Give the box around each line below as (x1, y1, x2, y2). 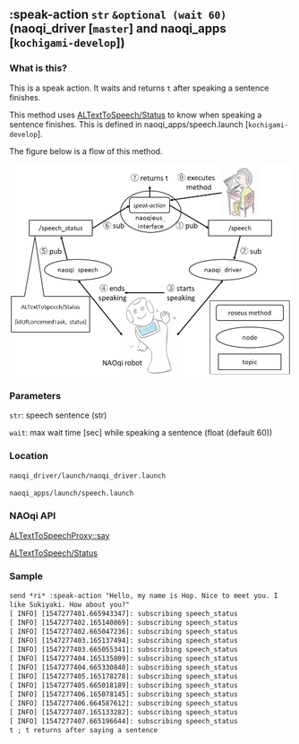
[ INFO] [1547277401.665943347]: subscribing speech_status (9, 609, 239, 618)
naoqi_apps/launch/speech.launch (9, 489, 134, 498)
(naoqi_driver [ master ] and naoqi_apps (9, 22, 226, 37)
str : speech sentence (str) (9, 410, 107, 420)
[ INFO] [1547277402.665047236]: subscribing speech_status (9, 627, 239, 636)
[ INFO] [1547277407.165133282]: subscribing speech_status (9, 707, 239, 716)
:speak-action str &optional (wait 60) (9, 7, 226, 22)
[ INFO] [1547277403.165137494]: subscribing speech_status (9, 636, 239, 645)
